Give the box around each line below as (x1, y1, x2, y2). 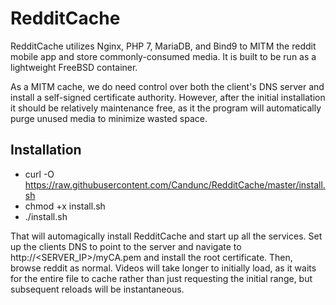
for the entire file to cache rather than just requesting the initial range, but (10, 272, 313, 284)
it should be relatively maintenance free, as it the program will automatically (10, 102, 322, 114)
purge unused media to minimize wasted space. (10, 112, 208, 124)
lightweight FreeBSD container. (10, 61, 138, 73)
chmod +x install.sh (24, 200, 106, 212)
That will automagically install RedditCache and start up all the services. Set (10, 230, 323, 242)
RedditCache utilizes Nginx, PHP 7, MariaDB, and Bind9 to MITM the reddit (10, 40, 317, 52)
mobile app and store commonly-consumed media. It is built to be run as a (10, 50, 317, 62)
